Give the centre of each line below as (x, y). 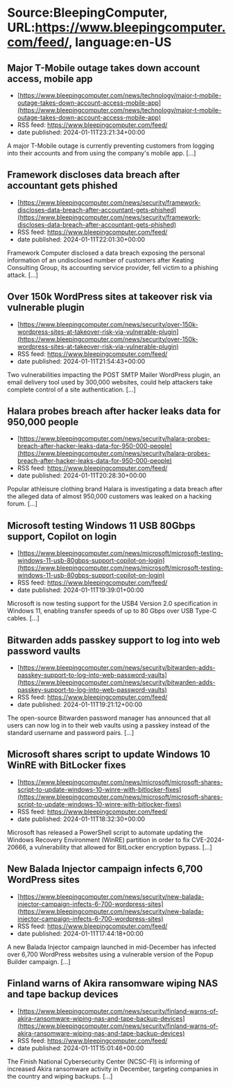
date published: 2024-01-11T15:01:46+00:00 (80, 1048)
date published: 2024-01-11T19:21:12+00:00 (80, 705)
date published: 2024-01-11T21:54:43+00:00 (81, 361)
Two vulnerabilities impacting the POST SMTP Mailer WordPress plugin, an (114, 374)
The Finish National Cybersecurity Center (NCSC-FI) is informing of (104, 1061)
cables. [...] (23, 618)
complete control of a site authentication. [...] (72, 389)
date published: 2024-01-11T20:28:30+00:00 (82, 475)
